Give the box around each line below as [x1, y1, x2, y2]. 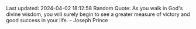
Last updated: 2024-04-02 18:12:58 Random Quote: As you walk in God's [6, 5, 183, 11]
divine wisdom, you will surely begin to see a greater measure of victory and [6, 11, 190, 18]
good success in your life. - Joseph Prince [6, 17, 108, 23]
